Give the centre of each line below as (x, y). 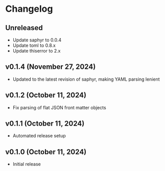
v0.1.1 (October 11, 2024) (45, 124)
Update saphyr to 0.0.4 (37, 40)
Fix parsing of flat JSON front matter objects (59, 107)
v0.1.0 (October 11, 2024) (46, 152)
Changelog (29, 9)
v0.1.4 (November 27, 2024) (51, 67)
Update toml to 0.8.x (34, 45)
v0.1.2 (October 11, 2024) (46, 95)
